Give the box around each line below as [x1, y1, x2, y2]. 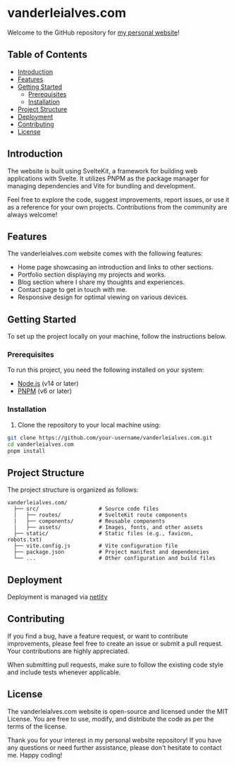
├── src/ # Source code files [13, 506, 159, 513]
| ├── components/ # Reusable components [13, 518, 166, 525]
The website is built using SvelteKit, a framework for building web [7, 166, 198, 175]
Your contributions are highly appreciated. [7, 647, 130, 655]
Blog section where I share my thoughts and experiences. [17, 278, 185, 286]
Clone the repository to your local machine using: [17, 420, 161, 429]
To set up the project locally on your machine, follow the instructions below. [7, 332, 227, 341]
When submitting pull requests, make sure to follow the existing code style [7, 660, 224, 669]
